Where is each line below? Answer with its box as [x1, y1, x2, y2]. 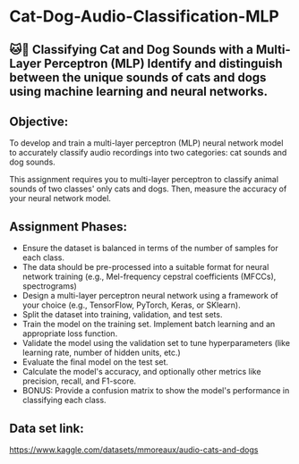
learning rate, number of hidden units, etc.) [21, 347, 181, 359]
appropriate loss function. [21, 328, 118, 339]
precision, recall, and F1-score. [21, 375, 137, 386]
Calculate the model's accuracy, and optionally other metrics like [21, 367, 261, 377]
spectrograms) [21, 281, 78, 291]
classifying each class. [21, 395, 107, 406]
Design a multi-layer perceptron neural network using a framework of [21, 291, 279, 301]
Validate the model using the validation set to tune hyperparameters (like [21, 338, 291, 349]
